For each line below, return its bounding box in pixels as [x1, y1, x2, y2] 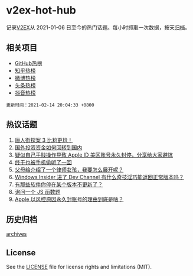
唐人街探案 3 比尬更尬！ [14, 137, 73, 144]
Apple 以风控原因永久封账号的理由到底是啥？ [14, 196, 124, 203]
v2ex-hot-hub [6, 4, 77, 17]
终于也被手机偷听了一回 [14, 158, 72, 165]
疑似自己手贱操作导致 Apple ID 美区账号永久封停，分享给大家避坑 [14, 151, 173, 158]
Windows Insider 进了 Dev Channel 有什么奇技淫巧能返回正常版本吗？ [14, 173, 184, 180]
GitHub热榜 [14, 60, 42, 67]
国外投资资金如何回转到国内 [14, 144, 83, 151]
